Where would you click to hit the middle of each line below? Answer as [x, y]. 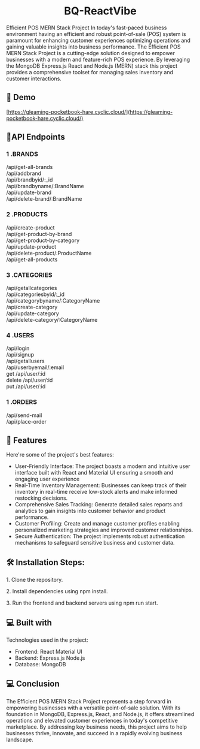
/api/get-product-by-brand [39, 234]
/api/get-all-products [32, 259]
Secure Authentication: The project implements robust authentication [100, 536]
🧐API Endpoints [36, 137]
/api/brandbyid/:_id [30, 180]
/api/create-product [30, 227]
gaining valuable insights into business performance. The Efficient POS [93, 47]
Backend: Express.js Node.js [50, 658]
